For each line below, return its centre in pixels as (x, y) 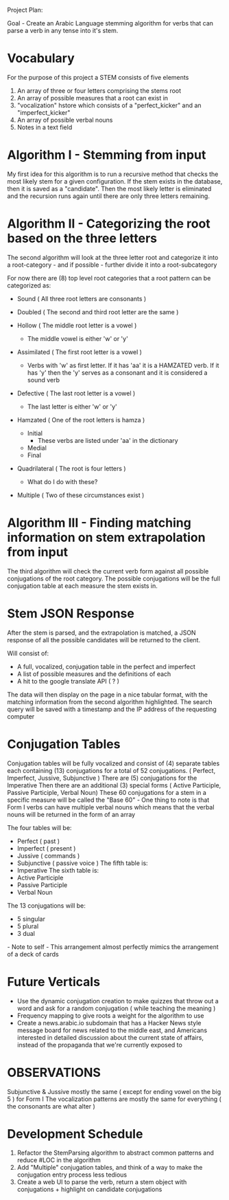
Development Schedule (75, 1134)
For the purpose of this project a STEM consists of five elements (98, 77)
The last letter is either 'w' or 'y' (72, 406)
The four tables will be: (39, 827)
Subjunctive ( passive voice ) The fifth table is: (83, 863)
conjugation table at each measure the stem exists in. (82, 586)
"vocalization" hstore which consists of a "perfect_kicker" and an (109, 105)
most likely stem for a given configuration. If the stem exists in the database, (115, 181)
